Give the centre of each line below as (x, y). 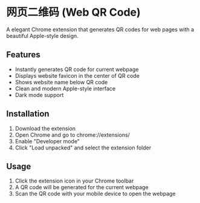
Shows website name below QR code (61, 82)
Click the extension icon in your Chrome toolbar (74, 181)
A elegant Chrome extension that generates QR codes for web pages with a (100, 29)
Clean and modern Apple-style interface (65, 89)
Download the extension (45, 128)
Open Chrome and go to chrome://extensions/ (72, 135)
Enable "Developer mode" (47, 141)
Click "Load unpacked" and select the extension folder (83, 148)
